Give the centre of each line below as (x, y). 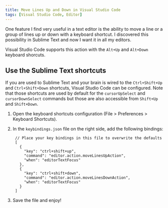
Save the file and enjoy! (37, 200)
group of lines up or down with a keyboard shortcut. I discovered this (77, 34)
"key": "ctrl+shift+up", (50, 152)
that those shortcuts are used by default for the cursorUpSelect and (75, 93)
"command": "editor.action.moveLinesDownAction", (77, 178)
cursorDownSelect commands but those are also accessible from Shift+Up (81, 99)
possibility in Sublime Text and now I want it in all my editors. (68, 40)
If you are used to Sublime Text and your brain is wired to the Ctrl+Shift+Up (84, 83)
